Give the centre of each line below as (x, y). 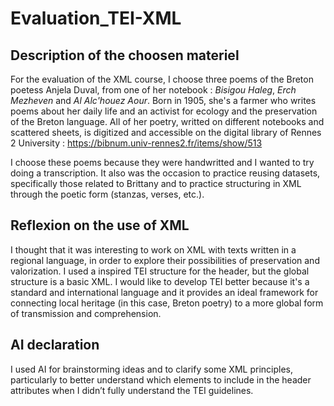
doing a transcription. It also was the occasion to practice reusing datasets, (165, 173)
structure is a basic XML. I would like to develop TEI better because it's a (160, 281)
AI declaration (55, 345)
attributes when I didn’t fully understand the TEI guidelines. (132, 390)
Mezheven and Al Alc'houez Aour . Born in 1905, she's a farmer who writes (163, 100)
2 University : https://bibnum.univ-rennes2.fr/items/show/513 (136, 143)
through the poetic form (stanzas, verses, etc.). (107, 194)
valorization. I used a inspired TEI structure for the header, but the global (160, 271)
